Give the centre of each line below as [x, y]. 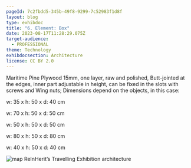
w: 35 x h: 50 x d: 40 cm [36, 101]
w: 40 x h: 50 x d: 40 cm [36, 147]
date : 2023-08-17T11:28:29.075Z [46, 34]
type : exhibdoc [25, 22]
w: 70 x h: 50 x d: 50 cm [35, 113]
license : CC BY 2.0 [30, 61]
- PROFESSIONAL [30, 45]
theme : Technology [29, 50]
